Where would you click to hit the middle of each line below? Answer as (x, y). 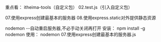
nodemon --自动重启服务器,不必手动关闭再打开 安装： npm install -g (75, 28)
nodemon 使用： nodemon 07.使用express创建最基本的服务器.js (71, 34)
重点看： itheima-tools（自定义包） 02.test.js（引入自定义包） (69, 7)
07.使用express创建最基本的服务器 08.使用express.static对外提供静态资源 (80, 18)
